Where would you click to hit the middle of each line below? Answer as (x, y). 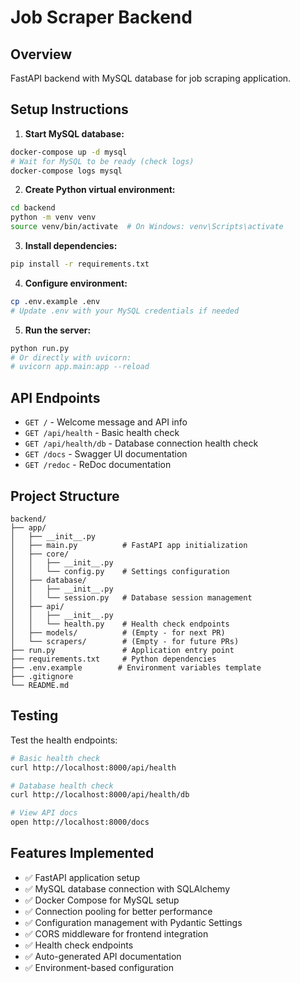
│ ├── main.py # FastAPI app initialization (129, 545)
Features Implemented (82, 853)
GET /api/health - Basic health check (102, 433)
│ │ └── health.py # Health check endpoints (120, 624)
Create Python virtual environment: (100, 190)
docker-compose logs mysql (66, 171)
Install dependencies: (71, 246)
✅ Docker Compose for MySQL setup (102, 900)
